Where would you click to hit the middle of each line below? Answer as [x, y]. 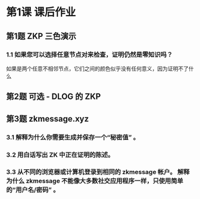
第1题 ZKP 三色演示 [41, 36]
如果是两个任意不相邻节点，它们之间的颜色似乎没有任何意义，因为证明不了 [97, 69]
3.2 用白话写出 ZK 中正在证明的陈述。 [60, 154]
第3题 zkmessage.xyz [48, 119]
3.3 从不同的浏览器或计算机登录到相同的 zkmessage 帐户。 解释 [98, 172]
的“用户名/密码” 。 [33, 190]
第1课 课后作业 [41, 12]
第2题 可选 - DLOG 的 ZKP [54, 97]
